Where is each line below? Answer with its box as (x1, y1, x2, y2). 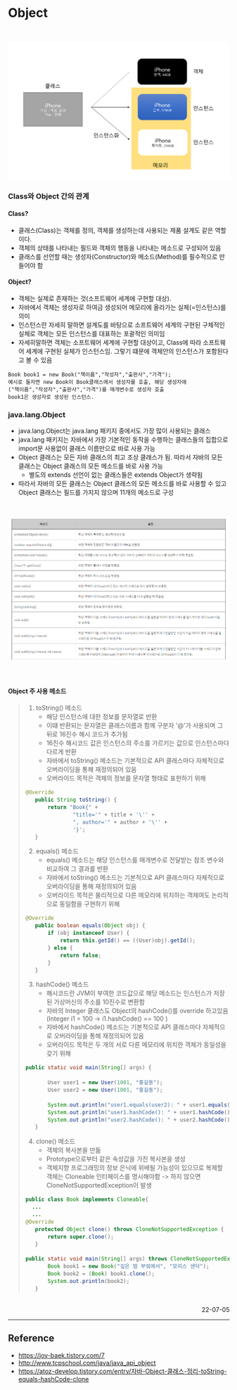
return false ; (60, 952, 101, 959)
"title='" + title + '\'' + (72, 811, 155, 818)
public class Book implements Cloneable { (25, 1196, 149, 1204)
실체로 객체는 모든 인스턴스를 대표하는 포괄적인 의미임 (18, 329, 165, 338)
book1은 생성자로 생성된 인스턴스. (8, 393, 94, 400)
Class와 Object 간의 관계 (8, 191, 89, 201)
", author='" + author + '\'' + (72, 818, 168, 826)
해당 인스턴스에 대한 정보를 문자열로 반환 (46, 713, 158, 721)
